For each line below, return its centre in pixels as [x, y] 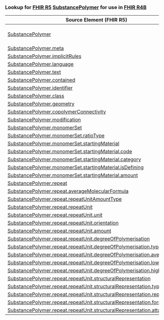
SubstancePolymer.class [36, 96]
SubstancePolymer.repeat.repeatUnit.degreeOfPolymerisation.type [84, 247]
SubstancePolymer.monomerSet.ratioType [56, 136]
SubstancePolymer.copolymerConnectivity [57, 112]
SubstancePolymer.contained [41, 80]
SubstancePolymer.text [34, 72]
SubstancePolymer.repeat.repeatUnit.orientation [63, 223]
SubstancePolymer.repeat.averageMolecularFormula [68, 191]
